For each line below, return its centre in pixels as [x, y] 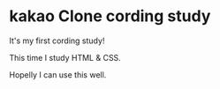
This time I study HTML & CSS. [65, 57]
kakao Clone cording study [110, 16]
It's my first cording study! [57, 41]
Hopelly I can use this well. [58, 74]
